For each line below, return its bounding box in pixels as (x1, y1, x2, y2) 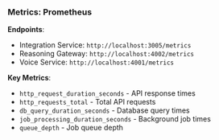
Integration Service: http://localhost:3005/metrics (19, 40, 192, 50)
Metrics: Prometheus (7, 6, 93, 18)
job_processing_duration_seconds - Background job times (19, 114, 211, 124)
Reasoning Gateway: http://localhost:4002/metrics (19, 49, 195, 59)
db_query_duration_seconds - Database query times (19, 105, 190, 115)
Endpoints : (7, 25, 45, 35)
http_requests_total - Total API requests (19, 97, 156, 107)
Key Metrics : (7, 73, 52, 83)
